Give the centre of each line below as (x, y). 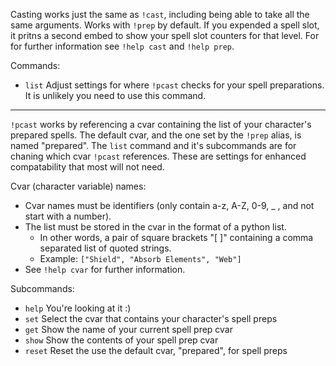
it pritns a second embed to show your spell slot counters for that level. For (165, 35)
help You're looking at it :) (78, 308)
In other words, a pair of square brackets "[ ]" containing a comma (176, 237)
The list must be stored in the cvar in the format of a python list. (155, 227)
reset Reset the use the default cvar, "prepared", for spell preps (156, 350)
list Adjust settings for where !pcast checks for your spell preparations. (174, 85)
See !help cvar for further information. (105, 269)
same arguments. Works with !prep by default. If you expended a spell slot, (165, 25)
